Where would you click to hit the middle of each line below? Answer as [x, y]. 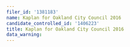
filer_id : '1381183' [33, 12]
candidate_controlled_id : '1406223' [53, 23]
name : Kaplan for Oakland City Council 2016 [64, 18]
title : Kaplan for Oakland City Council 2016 [65, 29]
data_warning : [24, 35]
